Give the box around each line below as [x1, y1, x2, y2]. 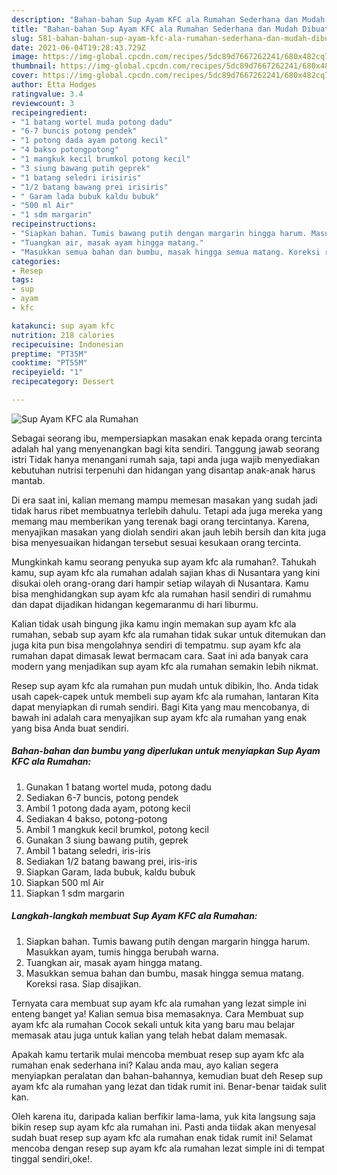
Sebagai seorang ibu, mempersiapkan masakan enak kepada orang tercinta [11, 432, 323, 444]
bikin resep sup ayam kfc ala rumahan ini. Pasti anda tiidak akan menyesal [11, 1121, 317, 1133]
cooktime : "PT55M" [11, 358, 88, 368]
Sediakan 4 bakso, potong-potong [25, 812, 168, 825]
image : [11, 52, 39, 62]
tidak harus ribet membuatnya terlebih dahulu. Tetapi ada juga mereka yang [11, 504, 323, 516]
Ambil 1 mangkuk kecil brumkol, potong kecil [25, 823, 209, 835]
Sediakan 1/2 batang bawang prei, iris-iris [25, 855, 198, 867]
